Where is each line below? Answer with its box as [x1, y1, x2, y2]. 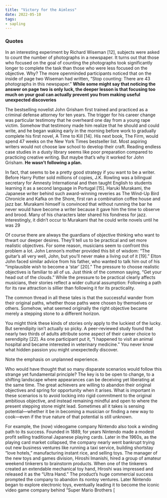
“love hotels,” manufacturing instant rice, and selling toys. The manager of [5, 450, 158, 456]
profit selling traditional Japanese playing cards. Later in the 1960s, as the [5, 434, 157, 440]
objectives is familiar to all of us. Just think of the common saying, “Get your [5, 269, 162, 275]
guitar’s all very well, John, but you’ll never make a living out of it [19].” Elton [5, 253, 162, 259]
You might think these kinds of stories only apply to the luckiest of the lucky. [5, 320, 162, 326]
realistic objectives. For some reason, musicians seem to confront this [5, 243, 149, 249]
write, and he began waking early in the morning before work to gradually [5, 128, 157, 134]
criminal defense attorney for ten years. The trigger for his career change [5, 112, 156, 118]
